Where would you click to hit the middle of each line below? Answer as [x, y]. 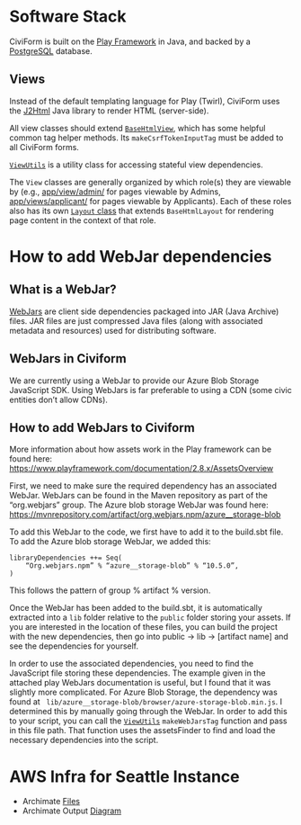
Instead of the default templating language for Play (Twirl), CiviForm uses [145, 101]
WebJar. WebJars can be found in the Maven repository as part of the [138, 496]
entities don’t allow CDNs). [58, 399]
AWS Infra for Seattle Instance [124, 776]
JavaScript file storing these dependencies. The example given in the [137, 673]
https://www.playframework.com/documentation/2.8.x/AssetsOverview [142, 469]
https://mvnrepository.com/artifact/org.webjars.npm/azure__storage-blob [145, 515]
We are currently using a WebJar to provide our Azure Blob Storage [134, 381]
